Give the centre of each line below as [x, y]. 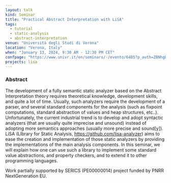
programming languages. [32, 161]
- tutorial [21, 29]
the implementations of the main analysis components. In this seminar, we [83, 144]
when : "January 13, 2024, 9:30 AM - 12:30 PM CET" [60, 52]
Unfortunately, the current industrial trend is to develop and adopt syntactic [84, 118]
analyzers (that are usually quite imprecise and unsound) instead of [76, 123]
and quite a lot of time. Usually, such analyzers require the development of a [85, 101]
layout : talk [19, 10]
